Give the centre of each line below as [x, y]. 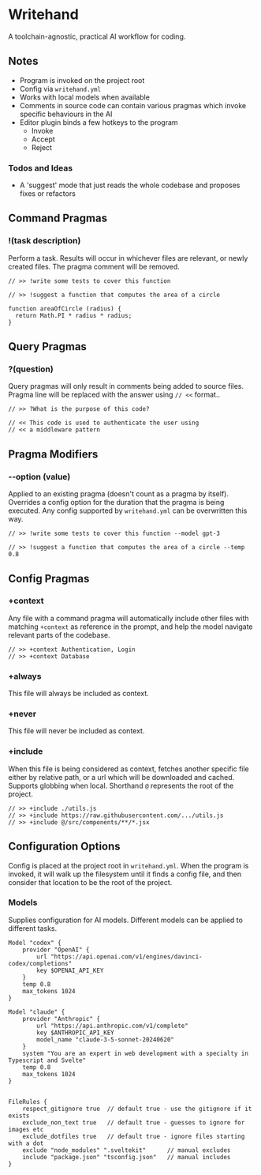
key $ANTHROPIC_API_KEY [75, 1033]
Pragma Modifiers [53, 454]
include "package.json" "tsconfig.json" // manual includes [127, 1157]
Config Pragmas [49, 578]
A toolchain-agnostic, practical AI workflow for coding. [97, 36]
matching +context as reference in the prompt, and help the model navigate [130, 627]
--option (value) [39, 476]
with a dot [26, 1143]
